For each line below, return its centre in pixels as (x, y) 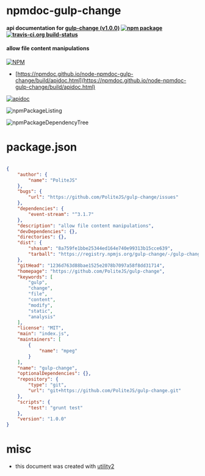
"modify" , (41, 305)
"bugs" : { (30, 192)
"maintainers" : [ (39, 340)
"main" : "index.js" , (43, 334)
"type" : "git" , (48, 385)
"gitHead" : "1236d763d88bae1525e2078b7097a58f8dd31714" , (91, 266)
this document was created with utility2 (65, 466)
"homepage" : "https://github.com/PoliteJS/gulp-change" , (91, 271)
